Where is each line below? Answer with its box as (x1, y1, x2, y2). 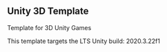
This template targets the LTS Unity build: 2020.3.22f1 (7, 37, 161, 45)
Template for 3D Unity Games (7, 23, 92, 31)
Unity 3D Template (7, 5, 89, 17)
